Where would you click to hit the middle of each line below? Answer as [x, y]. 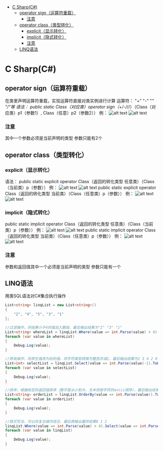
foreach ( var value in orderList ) [40, 399]
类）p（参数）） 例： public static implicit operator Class [81, 230]
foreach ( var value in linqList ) [39, 431]
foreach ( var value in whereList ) [40, 336]
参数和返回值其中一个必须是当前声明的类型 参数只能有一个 [63, 267]
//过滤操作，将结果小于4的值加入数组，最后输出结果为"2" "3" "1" [64, 327]
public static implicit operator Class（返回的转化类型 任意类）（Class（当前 [79, 224]
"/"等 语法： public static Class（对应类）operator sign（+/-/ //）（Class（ [78, 107]
